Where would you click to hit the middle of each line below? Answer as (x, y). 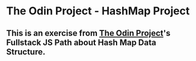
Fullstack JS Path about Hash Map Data (81, 42)
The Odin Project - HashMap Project (98, 11)
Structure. (26, 52)
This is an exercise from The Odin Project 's (88, 33)
